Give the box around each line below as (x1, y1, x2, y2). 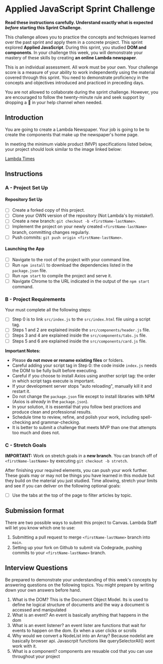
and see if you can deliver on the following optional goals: (5, 483, 121, 488)
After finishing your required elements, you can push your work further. (5, 467, 148, 473)
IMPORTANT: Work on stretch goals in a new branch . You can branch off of (5, 452, 158, 458)
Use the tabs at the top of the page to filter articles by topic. (12, 492, 132, 498)
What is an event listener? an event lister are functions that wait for (12, 622, 146, 628)
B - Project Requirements (5, 296, 66, 303)
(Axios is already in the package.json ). (12, 398, 89, 404)
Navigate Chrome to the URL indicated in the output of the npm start (12, 278, 150, 284)
